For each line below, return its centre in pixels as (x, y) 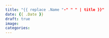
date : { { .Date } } (24, 14)
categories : (18, 28)
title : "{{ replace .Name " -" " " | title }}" (55, 10)
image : (12, 23)
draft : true (18, 19)
